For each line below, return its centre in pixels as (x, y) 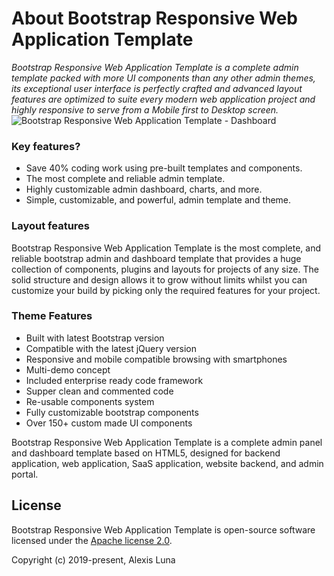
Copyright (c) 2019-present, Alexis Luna (93, 559)
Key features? (46, 146)
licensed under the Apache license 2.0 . (92, 540)
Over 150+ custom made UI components (109, 423)
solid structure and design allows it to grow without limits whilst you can (159, 279)
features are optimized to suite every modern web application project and (163, 99)
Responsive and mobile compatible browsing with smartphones (156, 359)
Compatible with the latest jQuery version (111, 348)
